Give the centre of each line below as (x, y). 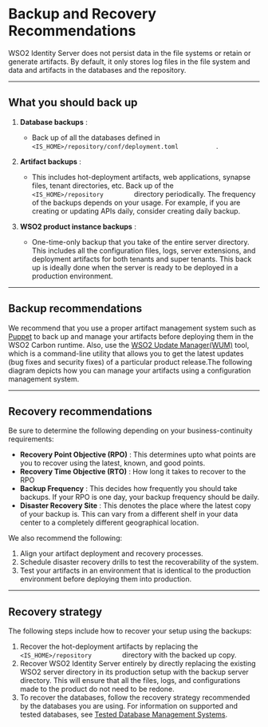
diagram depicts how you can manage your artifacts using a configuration (130, 370)
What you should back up (73, 103)
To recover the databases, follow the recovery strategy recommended (135, 697)
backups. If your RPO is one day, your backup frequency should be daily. (140, 497)
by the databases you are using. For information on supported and (128, 706)
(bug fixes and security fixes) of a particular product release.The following (130, 362)
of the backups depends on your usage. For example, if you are (136, 202)
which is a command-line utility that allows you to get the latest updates (126, 354)
